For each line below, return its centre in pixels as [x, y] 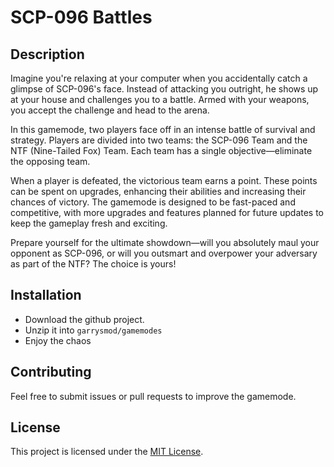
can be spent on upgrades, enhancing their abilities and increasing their [158, 191]
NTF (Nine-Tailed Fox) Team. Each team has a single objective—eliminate [161, 150]
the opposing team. [50, 161]
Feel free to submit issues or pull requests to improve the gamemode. [153, 396]
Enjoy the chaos [58, 340]
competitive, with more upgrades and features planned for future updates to [167, 212]
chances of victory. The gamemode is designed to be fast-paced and [153, 202]
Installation [46, 295]
